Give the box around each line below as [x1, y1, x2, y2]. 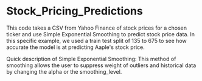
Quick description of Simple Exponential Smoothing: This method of [6, 55, 176, 62]
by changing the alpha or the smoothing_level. [6, 68, 122, 75]
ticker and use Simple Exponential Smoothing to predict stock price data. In [6, 30, 195, 37]
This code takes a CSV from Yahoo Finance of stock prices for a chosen [6, 24, 187, 31]
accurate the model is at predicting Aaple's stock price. [6, 44, 145, 51]
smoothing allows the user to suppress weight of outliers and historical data [6, 62, 197, 69]
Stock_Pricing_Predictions [6, 4, 143, 18]
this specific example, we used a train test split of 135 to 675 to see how [6, 37, 187, 44]
